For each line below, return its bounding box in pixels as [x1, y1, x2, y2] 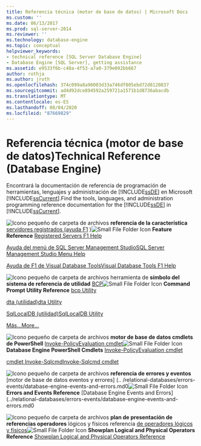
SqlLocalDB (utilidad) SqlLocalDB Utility [6, 310, 104, 318]
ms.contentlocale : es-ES [6, 99, 69, 105]
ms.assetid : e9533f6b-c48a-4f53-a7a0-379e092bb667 [6, 65, 137, 71]
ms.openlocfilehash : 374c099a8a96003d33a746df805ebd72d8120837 [6, 82, 170, 88]
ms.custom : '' [6, 15, 42, 21]
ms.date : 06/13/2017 [6, 20, 59, 26]
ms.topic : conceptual [6, 43, 61, 49]
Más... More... [6, 322, 39, 329]
